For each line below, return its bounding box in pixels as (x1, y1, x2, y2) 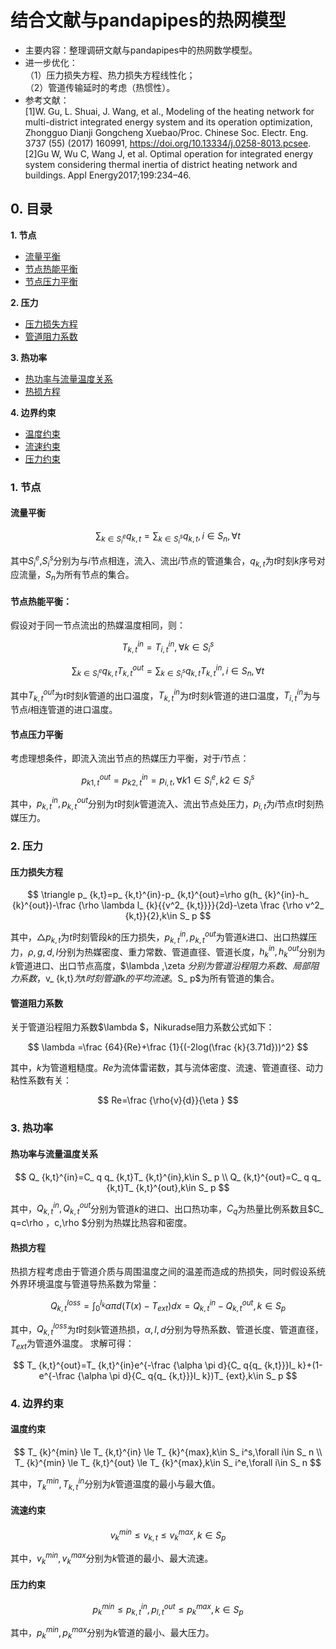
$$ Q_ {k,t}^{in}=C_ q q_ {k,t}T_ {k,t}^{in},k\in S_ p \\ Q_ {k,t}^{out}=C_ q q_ (14, 1171, 322, 1183)
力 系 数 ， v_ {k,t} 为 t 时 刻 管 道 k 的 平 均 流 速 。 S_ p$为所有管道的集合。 (10, 972, 280, 985)
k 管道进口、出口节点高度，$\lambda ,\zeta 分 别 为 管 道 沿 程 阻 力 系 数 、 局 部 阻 (10, 960, 320, 972)
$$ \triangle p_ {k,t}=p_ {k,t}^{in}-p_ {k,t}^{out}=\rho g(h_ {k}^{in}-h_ (27, 889, 309, 901)
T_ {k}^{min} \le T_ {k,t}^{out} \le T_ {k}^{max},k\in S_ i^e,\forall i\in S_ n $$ (14, 1457, 322, 1469)
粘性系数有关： (10, 1074, 72, 1086)
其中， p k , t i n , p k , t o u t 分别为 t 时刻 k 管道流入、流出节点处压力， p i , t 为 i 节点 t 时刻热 (10, 796, 324, 812)
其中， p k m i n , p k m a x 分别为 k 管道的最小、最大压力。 (10, 1625, 215, 1641)
